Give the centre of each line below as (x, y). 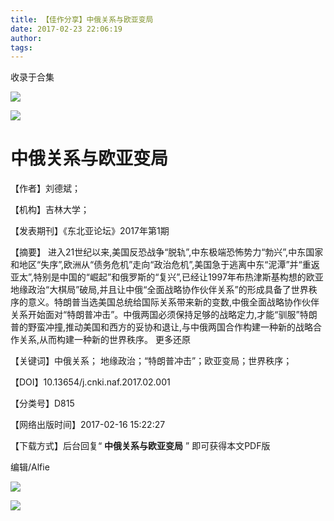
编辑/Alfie (30, 467)
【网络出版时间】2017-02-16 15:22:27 (88, 425)
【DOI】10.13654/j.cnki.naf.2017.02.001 (90, 382)
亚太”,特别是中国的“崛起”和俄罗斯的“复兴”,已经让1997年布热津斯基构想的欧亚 (167, 277)
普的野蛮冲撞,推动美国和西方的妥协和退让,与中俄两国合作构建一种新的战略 (162, 327)
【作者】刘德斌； (45, 188)
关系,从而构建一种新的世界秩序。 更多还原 (104, 340)
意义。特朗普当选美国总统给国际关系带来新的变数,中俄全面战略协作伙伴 (173, 302)
